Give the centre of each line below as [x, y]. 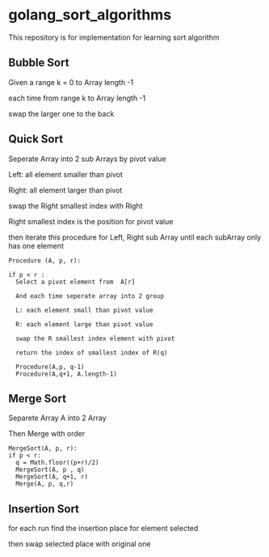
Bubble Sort [39, 63]
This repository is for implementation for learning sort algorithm [114, 37]
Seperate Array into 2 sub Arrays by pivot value [87, 159]
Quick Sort [36, 139]
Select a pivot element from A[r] [76, 282]
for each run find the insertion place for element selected [103, 529]
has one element [36, 245]
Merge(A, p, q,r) [45, 484]
